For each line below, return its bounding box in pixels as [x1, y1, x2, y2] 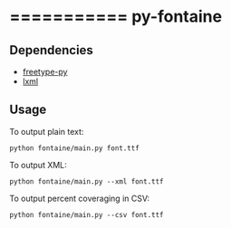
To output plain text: [9, 126, 84, 137]
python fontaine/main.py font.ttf [9, 143, 140, 153]
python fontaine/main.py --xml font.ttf [9, 176, 165, 186]
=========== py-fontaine [9, 6, 223, 27]
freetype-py [22, 66, 68, 77]
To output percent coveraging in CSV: [9, 193, 150, 204]
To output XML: [9, 159, 68, 170]
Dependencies [9, 43, 93, 58]
